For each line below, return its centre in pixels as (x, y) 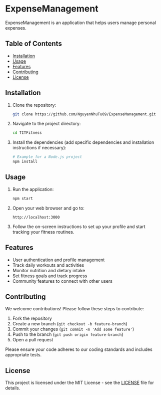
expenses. (16, 28)
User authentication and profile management (58, 260)
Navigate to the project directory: (46, 124)
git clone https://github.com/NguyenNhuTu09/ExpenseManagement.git (84, 114)
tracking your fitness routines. (43, 232)
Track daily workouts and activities (48, 265)
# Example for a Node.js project (47, 157)
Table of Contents (34, 44)
